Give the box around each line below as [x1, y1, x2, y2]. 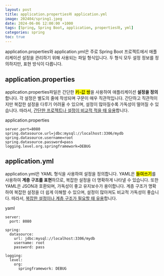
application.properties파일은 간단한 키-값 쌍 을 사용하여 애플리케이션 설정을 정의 [5, 89, 158, 95]
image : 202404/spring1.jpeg [5, 16, 63, 21]
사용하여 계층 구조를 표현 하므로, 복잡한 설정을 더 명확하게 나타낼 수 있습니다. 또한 [5, 177, 159, 183]
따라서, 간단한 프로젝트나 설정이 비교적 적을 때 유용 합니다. [19, 107, 129, 113]
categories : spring [5, 30, 45, 35]
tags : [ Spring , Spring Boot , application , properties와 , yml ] [5, 25, 134, 30]
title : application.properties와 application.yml [5, 12, 108, 17]
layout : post [5, 7, 32, 12]
